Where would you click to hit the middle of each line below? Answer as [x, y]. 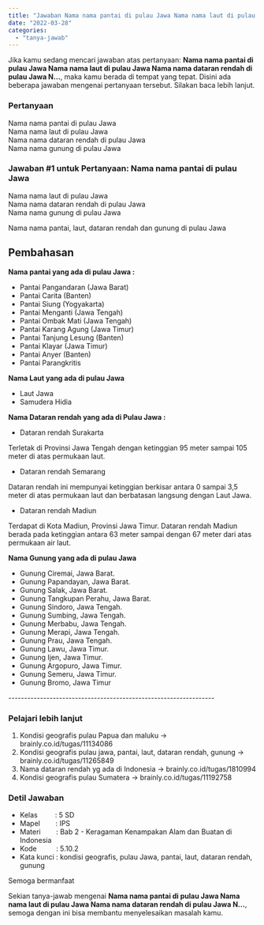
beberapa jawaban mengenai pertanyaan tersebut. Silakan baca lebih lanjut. [132, 85]
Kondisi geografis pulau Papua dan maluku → [93, 735]
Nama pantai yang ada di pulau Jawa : [72, 272]
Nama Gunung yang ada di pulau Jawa [72, 557]
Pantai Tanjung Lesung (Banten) [72, 338]
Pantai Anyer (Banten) [55, 354]
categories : [28, 30]
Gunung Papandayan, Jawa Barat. [75, 581]
